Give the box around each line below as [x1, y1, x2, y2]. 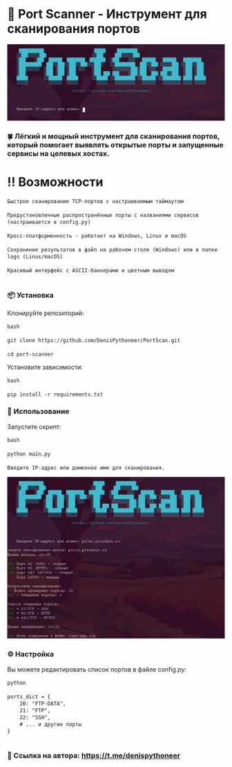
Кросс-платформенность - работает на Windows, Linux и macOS [7, 232, 187, 239]
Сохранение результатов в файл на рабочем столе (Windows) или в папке [7, 246, 217, 253]
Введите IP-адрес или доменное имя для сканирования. [7, 464, 166, 471]
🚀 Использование [7, 407, 70, 417]
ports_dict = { [7, 693, 51, 700]
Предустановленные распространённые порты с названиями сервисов [7, 211, 199, 218]
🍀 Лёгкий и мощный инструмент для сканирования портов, [7, 131, 220, 141]
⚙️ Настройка [7, 650, 54, 659]
